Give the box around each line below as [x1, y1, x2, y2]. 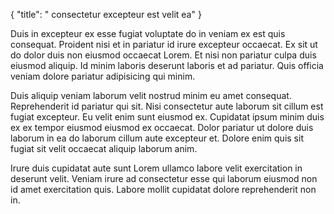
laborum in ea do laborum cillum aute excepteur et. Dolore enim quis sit [10, 132, 304, 144]
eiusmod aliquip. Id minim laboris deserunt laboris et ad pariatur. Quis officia [10, 60, 324, 71]
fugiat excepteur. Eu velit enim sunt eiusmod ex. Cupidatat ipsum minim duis [10, 111, 325, 123]
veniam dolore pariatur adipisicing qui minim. [10, 70, 196, 82]
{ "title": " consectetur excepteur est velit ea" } [10, 9, 202, 20]
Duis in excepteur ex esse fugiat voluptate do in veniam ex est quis [10, 28, 286, 39]
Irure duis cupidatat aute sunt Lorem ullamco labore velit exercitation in [10, 162, 303, 174]
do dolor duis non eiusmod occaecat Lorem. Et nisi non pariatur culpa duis [10, 49, 317, 61]
